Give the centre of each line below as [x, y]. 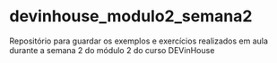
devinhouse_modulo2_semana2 [131, 16]
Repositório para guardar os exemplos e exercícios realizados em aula [139, 41]
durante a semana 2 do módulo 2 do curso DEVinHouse [112, 50]
